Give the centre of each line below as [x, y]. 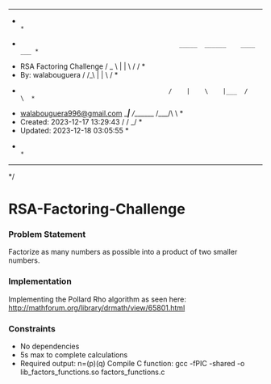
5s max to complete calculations [74, 355]
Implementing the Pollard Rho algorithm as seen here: [98, 299]
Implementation [40, 281]
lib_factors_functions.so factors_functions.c [92, 372]
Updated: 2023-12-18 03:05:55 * [74, 131]
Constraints [32, 328]
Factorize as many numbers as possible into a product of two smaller [123, 252]
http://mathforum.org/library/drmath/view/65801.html [97, 307]
